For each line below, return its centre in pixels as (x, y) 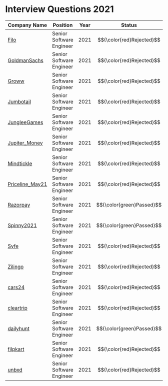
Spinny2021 (22, 225)
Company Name (27, 25)
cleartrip (17, 307)
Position (63, 25)
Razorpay (19, 204)
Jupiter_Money (25, 142)
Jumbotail (19, 101)
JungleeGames (25, 122)
